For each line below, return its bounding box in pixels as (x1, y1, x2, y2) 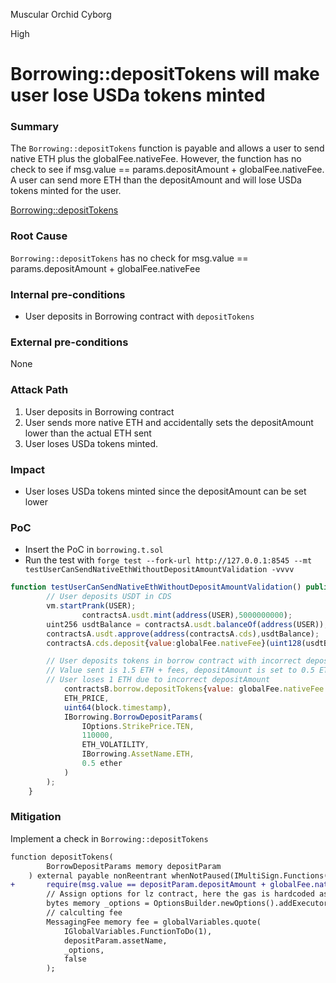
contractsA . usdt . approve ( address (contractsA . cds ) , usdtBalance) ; (46, 629, 320, 639)
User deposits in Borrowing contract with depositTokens (24, 310, 255, 323)
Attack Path (10, 383, 69, 397)
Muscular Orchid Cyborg (10, 9, 112, 20)
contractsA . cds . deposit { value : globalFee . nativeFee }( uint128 (46, 638, 302, 648)
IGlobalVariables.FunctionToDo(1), (63, 926, 213, 936)
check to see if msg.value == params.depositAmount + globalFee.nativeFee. (10, 164, 325, 176)
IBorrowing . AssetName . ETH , (81, 749, 195, 759)
